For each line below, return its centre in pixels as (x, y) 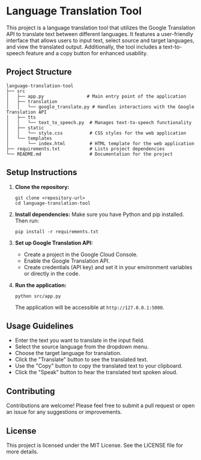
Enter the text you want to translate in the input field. (80, 341)
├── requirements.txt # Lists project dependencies (85, 149)
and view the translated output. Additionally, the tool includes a (84, 47)
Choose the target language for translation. (68, 353)
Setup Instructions (42, 172)
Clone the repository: (42, 187)
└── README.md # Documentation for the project (89, 154)
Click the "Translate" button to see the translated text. (81, 360)
